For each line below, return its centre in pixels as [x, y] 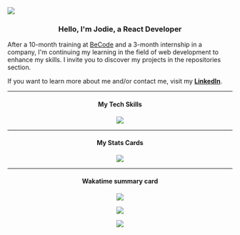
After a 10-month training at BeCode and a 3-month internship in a [105, 45]
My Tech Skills [120, 104]
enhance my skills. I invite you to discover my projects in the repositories [114, 60]
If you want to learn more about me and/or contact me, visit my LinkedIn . [115, 81]
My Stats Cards [120, 143]
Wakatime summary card [120, 181]
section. [19, 67]
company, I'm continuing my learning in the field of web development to [113, 52]
